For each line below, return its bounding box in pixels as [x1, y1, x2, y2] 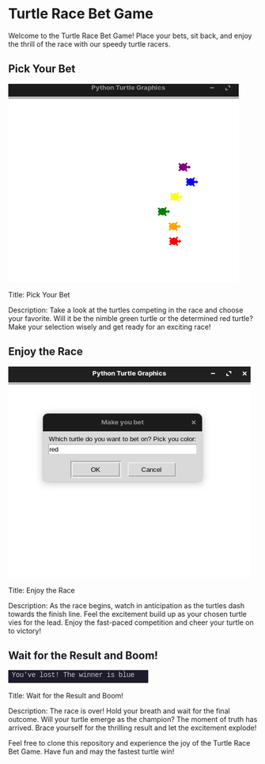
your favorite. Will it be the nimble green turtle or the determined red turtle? [8, 313, 253, 323]
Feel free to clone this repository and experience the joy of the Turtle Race [8, 739, 251, 748]
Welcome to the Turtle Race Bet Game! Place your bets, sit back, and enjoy [8, 31, 252, 40]
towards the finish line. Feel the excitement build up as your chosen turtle [8, 609, 248, 618]
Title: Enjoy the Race [8, 585, 75, 595]
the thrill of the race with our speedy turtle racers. [8, 39, 171, 48]
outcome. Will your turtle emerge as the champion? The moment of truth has [8, 715, 258, 724]
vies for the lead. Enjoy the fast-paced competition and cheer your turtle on [8, 618, 255, 627]
